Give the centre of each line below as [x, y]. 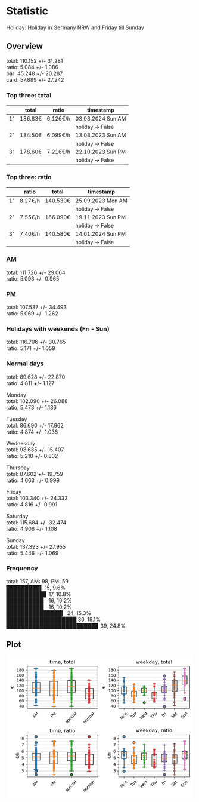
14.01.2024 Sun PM [101, 233]
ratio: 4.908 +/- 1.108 [32, 528]
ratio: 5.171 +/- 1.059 [31, 348]
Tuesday [17, 419]
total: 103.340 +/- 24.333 [37, 498]
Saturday [17, 516]
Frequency [22, 569]
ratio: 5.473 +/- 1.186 [31, 407]
